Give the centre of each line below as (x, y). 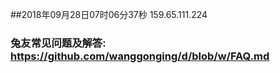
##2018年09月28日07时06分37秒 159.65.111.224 (109, 14)
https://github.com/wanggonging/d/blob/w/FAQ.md (140, 56)
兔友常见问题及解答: (58, 43)
